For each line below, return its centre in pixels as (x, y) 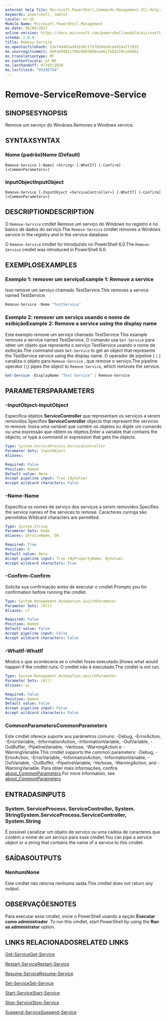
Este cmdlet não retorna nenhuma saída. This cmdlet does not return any (79, 883)
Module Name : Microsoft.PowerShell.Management (54, 24)
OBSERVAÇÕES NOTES (41, 904)
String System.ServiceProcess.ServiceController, (66, 815)
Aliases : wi (17, 685)
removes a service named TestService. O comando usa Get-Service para (80, 340)
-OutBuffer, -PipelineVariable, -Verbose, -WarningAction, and (94, 763)
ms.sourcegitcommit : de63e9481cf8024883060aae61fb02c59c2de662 (72, 51)
